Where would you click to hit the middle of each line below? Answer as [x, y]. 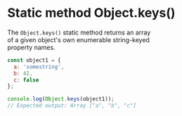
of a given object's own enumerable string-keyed [78, 39]
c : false [26, 80]
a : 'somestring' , [39, 67]
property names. [31, 47]
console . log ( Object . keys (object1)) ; [61, 99]
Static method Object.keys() [91, 13]
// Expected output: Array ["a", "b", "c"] [72, 106]
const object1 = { [34, 60]
